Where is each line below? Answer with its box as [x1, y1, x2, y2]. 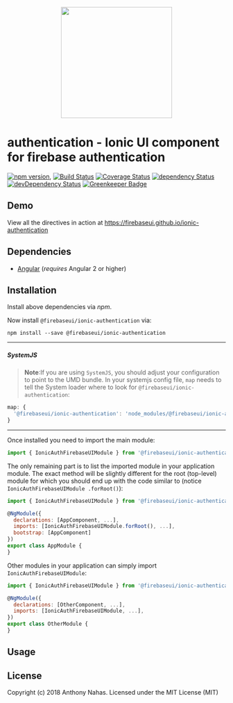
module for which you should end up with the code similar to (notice [7, 477, 202, 485]
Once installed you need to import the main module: [7, 436, 155, 444]
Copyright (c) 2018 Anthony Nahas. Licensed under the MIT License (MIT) [7, 688, 218, 697]
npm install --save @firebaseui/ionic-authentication [7, 330, 166, 337]
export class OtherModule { [7, 620, 89, 628]
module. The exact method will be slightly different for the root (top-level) [7, 469, 217, 477]
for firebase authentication [7, 149, 166, 165]
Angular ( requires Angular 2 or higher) [17, 264, 127, 272]
